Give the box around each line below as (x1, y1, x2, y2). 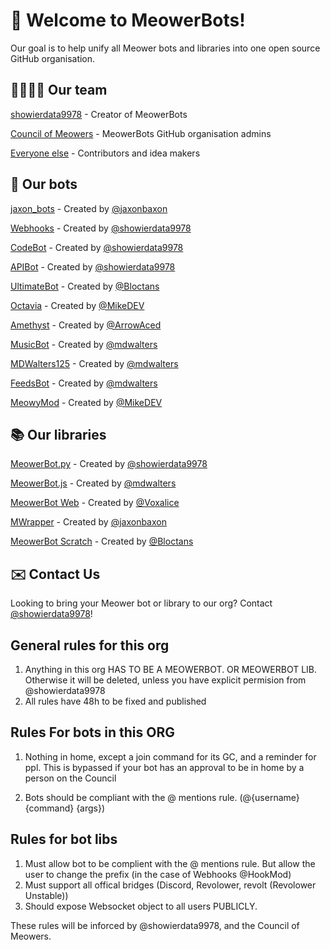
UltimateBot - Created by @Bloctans (10, 280, 160, 292)
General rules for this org (10, 637, 170, 654)
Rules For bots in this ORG (10, 724, 176, 741)
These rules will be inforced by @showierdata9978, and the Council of (10, 919, 300, 931)
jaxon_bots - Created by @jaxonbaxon (10, 202, 168, 214)
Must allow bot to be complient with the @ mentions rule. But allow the (24, 857, 316, 869)
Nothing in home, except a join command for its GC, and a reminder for (24, 750, 317, 763)
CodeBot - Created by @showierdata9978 (10, 241, 184, 253)
